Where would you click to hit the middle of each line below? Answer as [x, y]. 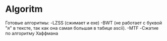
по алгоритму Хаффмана [32, 33]
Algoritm [24, 9]
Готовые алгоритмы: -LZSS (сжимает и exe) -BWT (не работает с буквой [84, 23]
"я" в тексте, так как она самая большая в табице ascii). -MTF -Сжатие [82, 28]
